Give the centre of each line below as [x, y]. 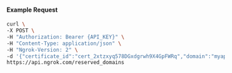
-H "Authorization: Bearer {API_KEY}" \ [66, 37]
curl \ [16, 24]
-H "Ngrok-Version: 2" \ [42, 50]
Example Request [32, 10]
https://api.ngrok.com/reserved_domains [66, 63]
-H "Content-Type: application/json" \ [64, 43]
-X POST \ [21, 31]
